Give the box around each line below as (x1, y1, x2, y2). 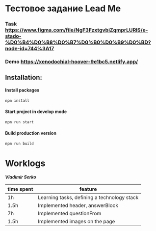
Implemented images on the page (38, 218, 115, 225)
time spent (7, 185, 33, 192)
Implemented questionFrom (38, 210, 102, 217)
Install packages (5, 87, 40, 93)
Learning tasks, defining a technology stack (38, 194, 139, 201)
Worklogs (5, 158, 46, 169)
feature (79, 185, 97, 192)
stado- (5, 33, 22, 40)
